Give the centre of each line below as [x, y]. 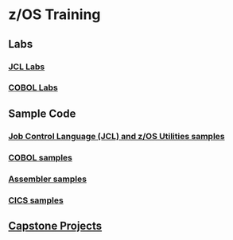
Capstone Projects [55, 225]
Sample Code [42, 113]
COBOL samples [41, 157]
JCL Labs [27, 67]
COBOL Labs [33, 87]
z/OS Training [54, 15]
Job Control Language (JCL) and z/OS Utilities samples [116, 136]
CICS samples [36, 200]
